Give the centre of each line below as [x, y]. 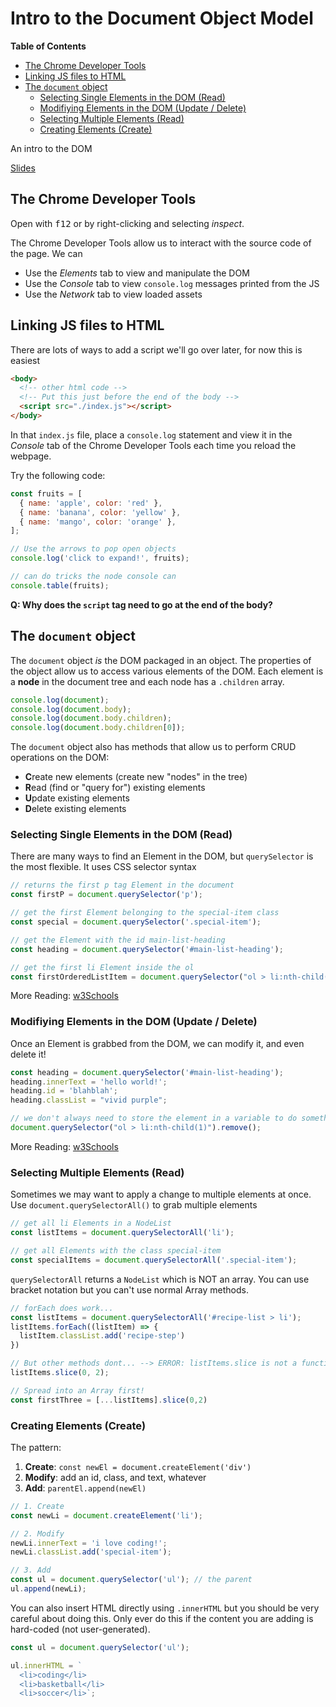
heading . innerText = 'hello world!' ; [89, 1082]
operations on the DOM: [60, 758]
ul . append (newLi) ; [48, 1589]
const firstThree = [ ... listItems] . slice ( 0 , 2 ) [109, 1400]
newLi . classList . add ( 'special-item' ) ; [91, 1552]
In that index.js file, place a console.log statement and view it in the [151, 434]
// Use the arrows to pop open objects [93, 549]
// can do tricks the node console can [93, 577]
